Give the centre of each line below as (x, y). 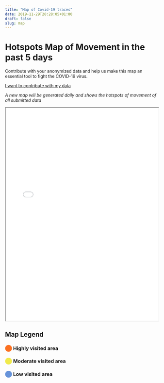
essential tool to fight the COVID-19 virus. (46, 77)
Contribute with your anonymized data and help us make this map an (74, 71)
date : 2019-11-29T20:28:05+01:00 (39, 14)
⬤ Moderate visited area (36, 361)
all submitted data (23, 100)
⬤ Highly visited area (32, 348)
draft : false (18, 19)
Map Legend (24, 334)
